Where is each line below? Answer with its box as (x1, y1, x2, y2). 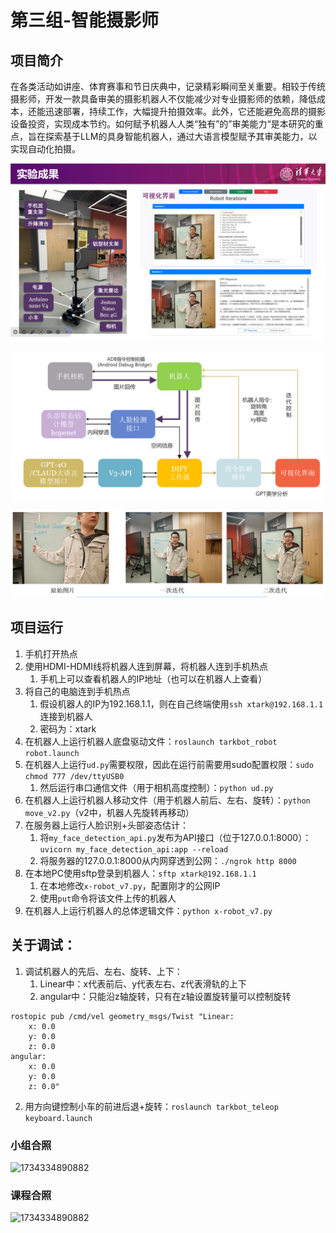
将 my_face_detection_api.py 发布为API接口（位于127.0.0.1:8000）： (39, 831, 312, 843)
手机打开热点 (24, 647, 78, 660)
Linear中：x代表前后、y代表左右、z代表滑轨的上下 (39, 977, 247, 990)
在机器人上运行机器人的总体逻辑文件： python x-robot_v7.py (24, 904, 273, 916)
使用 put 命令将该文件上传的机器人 (39, 892, 177, 904)
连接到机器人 (39, 710, 93, 722)
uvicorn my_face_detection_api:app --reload (39, 844, 229, 855)
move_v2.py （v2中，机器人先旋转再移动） (24, 806, 195, 818)
